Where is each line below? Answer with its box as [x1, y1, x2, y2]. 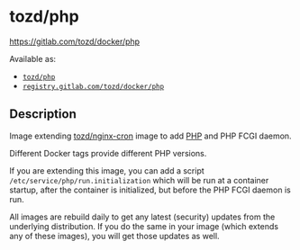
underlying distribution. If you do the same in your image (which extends [9, 220, 279, 231]
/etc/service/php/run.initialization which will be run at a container [9, 174, 269, 185]
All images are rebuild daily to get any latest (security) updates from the [9, 211, 276, 222]
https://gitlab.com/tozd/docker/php [9, 36, 141, 47]
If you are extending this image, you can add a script [9, 165, 205, 176]
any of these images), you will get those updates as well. [9, 230, 220, 241]
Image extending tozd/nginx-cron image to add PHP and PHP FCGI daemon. [9, 130, 292, 141]
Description [9, 106, 77, 122]
